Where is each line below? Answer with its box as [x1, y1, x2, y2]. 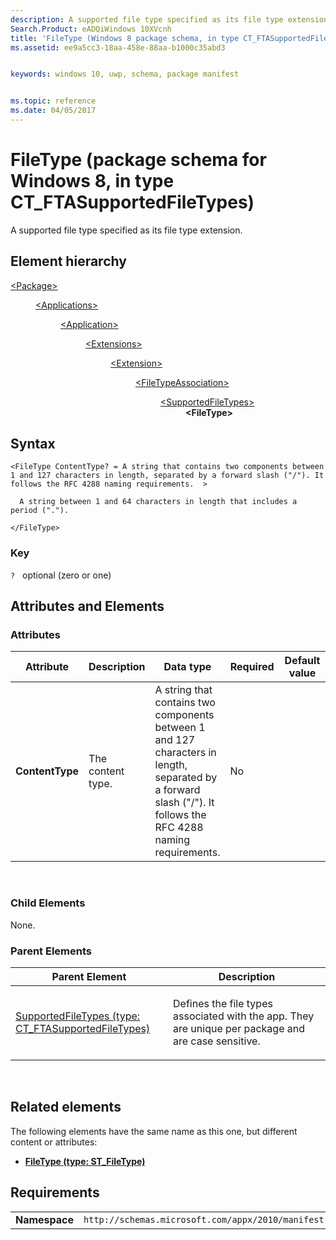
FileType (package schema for [10, 149, 267, 171]
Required [229, 660, 275, 674]
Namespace [15, 1212, 75, 1226]
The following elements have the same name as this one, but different [10, 1125, 298, 1137]
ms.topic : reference [10, 96, 97, 106]
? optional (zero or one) [10, 569, 112, 581]
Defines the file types [173, 997, 273, 1011]
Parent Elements [10, 944, 92, 958]
